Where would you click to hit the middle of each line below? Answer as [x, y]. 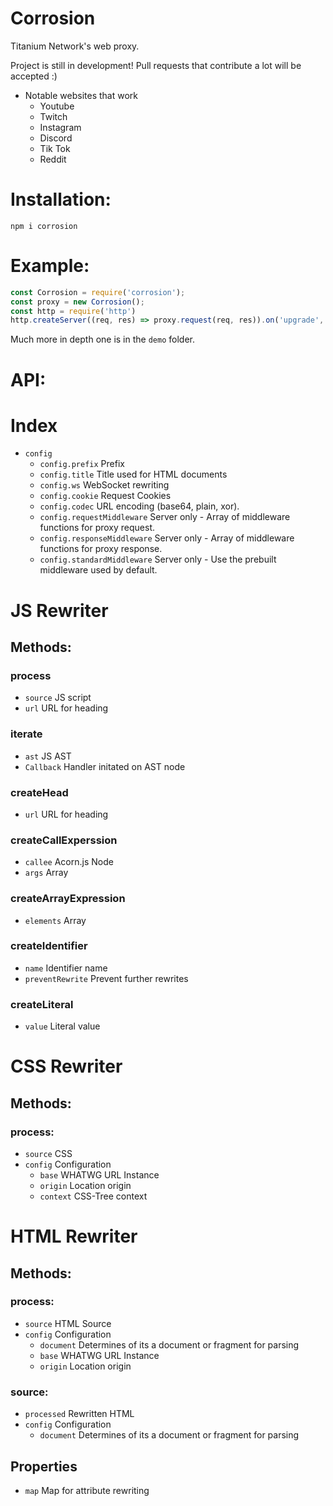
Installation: [61, 199]
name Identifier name [66, 968]
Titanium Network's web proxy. [75, 46]
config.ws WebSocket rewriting [104, 485]
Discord [56, 138]
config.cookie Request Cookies [105, 496]
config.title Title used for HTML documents [133, 474]
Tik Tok [55, 148]
